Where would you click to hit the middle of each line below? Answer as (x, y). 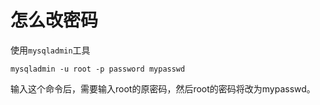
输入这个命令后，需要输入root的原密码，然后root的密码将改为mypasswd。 (163, 88)
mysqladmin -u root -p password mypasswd (98, 69)
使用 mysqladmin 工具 (50, 50)
